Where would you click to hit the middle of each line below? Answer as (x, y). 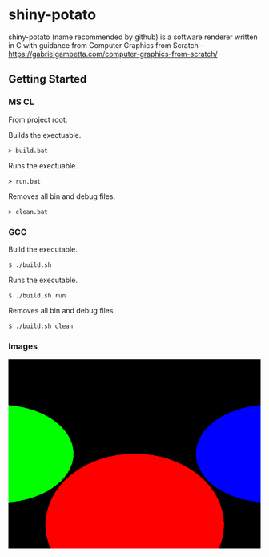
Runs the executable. (43, 280)
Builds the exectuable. (45, 135)
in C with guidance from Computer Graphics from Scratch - (106, 45)
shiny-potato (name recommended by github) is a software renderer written (133, 37)
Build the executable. (43, 249)
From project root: (38, 119)
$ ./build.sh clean (41, 326)
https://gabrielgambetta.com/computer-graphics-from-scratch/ (113, 54)
